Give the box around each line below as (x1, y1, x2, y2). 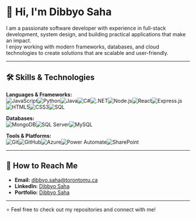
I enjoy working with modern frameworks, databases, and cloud (6, 43, 159, 50)
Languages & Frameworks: (6, 91, 72, 98)
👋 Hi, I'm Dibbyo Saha (6, 5, 112, 19)
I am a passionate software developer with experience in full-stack (6, 25, 166, 32)
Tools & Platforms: (6, 132, 51, 139)
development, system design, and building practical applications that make (6, 30, 186, 37)
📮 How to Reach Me (6, 161, 78, 171)
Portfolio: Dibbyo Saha (14, 189, 70, 196)
